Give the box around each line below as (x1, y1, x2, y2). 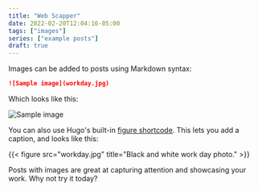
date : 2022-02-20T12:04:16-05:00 (8, 19, 121, 27)
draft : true (8, 42, 48, 50)
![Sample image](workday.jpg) (8, 80, 110, 88)
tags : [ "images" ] (8, 27, 67, 35)
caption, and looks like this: (8, 134, 99, 143)
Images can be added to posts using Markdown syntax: (8, 64, 192, 73)
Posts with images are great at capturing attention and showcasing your (8, 165, 247, 174)
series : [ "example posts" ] (8, 34, 99, 43)
